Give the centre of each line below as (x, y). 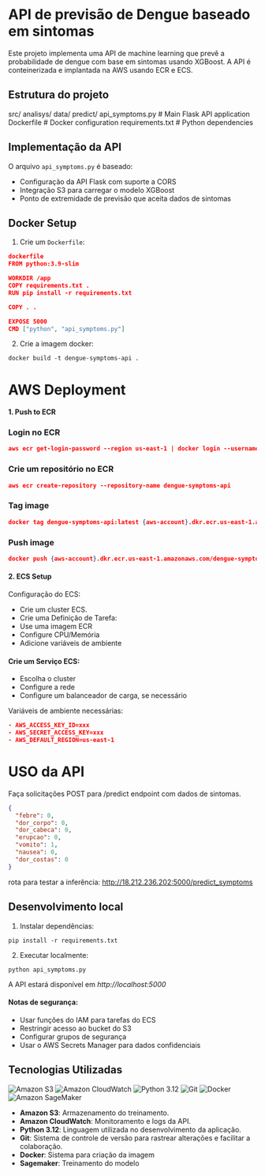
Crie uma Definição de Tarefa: (68, 618)
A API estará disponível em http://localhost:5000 (87, 984)
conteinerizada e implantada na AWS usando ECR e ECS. (101, 70)
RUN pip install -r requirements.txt (70, 293)
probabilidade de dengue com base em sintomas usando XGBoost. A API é (129, 62)
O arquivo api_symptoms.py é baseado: (71, 166)
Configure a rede (47, 687)
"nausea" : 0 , (37, 852)
